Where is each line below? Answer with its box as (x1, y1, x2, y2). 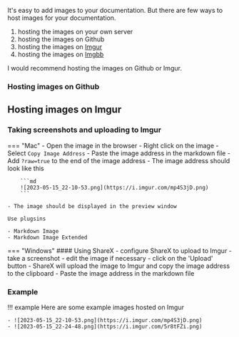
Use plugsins (7, 215, 46, 222)
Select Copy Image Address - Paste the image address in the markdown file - (7, 149, 230, 157)
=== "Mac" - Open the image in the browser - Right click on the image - (7, 141, 219, 150)
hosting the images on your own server (17, 28, 133, 36)
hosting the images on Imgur (17, 43, 102, 51)
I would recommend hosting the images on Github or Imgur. (7, 64, 182, 72)
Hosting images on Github (7, 81, 100, 91)
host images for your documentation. (7, 14, 116, 22)
